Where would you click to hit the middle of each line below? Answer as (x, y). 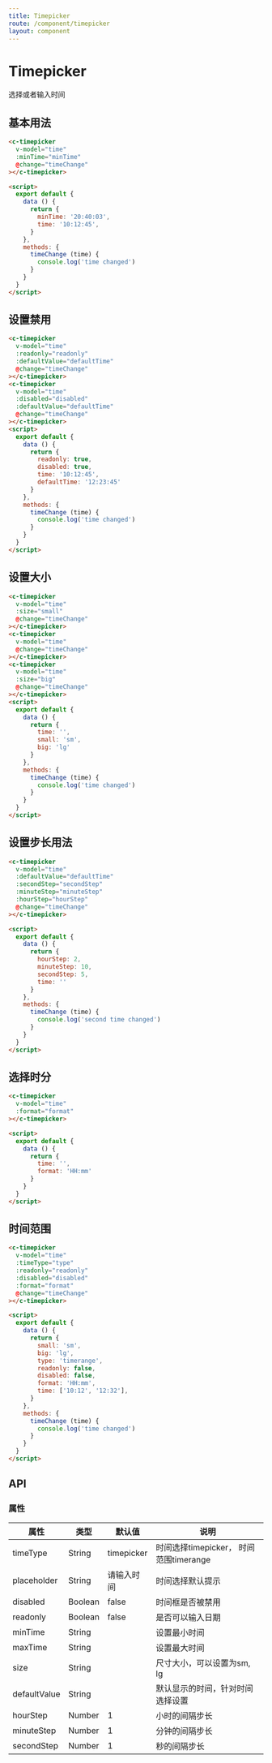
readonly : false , (66, 1368)
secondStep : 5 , (63, 974)
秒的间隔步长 (180, 1746)
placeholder (35, 1580)
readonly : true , (65, 459)
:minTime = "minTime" (49, 157)
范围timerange (183, 1559)
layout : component (39, 31)
